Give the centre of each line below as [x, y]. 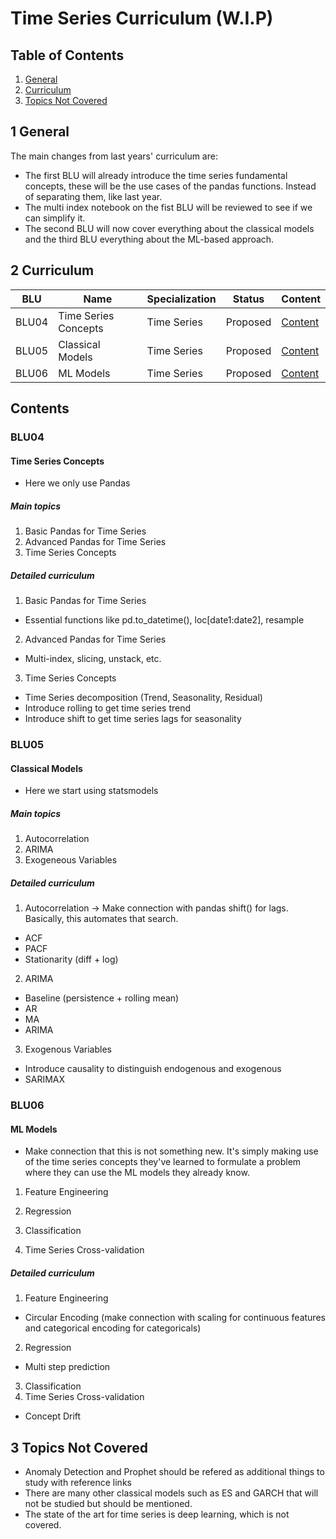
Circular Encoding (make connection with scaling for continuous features [175, 1318]
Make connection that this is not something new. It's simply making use [171, 1151]
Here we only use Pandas [77, 483]
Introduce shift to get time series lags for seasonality [133, 719]
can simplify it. [55, 218]
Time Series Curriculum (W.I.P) [142, 18]
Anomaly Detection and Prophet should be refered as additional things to [174, 1472]
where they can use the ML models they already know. [137, 1173]
